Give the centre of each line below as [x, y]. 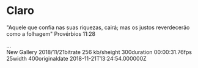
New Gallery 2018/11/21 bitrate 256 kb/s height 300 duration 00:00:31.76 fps [99, 52]
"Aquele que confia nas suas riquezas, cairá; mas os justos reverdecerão [98, 27]
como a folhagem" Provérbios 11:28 [51, 33]
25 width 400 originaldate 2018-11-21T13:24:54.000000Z [76, 58]
